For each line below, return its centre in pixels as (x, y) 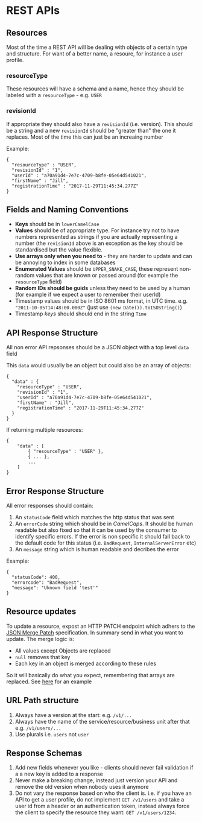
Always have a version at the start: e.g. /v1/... (74, 715)
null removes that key (43, 657)
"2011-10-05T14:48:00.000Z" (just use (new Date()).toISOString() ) (98, 308)
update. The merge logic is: (40, 639)
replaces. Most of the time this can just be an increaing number (85, 137)
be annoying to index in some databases (65, 262)
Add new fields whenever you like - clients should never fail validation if (104, 768)
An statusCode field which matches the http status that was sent (94, 517)
